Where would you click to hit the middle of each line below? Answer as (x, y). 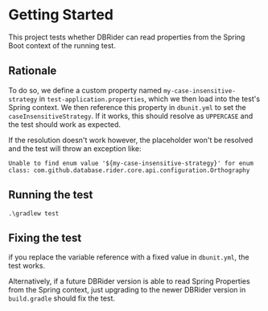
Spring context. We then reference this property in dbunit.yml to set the (128, 107)
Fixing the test (45, 237)
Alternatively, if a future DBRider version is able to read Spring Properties (130, 281)
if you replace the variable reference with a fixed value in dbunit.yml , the (129, 257)
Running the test (51, 195)
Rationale (33, 71)
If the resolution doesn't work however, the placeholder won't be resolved (131, 140)
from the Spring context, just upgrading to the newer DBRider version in (127, 290)
